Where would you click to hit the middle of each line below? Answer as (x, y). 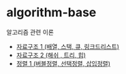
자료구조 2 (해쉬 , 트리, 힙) (51, 55)
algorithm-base (51, 13)
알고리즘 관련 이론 (30, 32)
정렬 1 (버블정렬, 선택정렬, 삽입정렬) (63, 63)
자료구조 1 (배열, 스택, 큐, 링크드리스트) (68, 46)
